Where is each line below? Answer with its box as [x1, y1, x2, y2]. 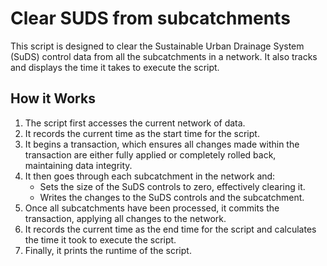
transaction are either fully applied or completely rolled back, [24, 148, 277, 161]
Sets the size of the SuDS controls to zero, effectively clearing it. [39, 180, 306, 192]
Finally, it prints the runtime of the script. [24, 244, 192, 256]
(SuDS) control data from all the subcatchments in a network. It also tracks [10, 50, 318, 62]
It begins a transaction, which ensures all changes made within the [24, 138, 300, 150]
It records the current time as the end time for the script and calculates [24, 223, 317, 235]
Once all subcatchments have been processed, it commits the [24, 202, 280, 214]
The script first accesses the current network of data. [24, 117, 246, 129]
